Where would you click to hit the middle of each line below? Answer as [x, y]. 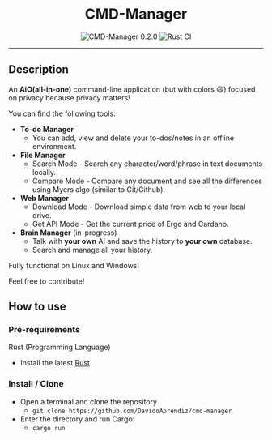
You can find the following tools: [62, 113]
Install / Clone [36, 384]
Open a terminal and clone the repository [89, 401]
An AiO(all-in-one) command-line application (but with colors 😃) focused [132, 89]
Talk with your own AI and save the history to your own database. [142, 241]
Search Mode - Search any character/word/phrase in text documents [147, 164]
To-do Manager [47, 129]
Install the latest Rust [55, 363]
